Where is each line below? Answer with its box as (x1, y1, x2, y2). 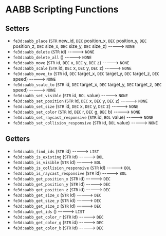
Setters (5, 24, 30, 33)
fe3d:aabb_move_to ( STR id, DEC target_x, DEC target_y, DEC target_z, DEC (12, 70, 159, 77)
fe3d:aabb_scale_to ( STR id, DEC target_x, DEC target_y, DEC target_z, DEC (12, 81, 162, 87)
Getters (5, 135, 30, 143)
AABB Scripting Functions (5, 4, 119, 15)
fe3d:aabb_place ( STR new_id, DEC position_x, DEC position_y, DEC (12, 38, 147, 44)
